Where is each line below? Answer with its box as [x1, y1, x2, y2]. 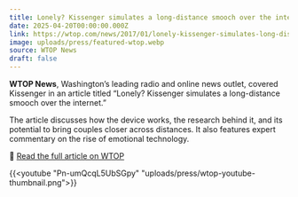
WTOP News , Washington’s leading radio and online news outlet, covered [9, 79, 278, 89]
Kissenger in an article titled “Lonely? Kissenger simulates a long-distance [9, 88, 281, 98]
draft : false [9, 54, 58, 63]
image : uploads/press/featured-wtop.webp [9, 37, 165, 47]
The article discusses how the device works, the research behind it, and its [9, 114, 283, 125]
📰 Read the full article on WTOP [9, 151, 125, 161]
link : [9, 29, 29, 38]
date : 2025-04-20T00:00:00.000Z [9, 21, 129, 30]
